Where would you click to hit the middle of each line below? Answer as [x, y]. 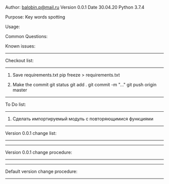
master [20, 90]
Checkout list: [20, 60]
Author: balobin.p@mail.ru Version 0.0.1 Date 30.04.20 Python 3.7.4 [75, 7]
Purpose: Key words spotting [35, 17]
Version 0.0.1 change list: [31, 133]
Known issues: [20, 46]
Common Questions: [26, 36]
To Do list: [16, 104]
